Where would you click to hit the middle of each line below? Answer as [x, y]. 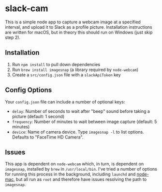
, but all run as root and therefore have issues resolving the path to [80, 179]
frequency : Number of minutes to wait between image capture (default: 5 [84, 122]
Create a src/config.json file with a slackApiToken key [66, 75]
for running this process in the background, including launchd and [70, 174]
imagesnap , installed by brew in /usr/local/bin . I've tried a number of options [81, 169]
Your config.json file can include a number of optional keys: [65, 102]
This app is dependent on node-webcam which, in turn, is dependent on [74, 164]
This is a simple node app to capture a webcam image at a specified [73, 22]
